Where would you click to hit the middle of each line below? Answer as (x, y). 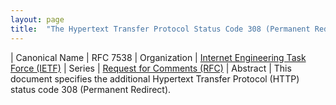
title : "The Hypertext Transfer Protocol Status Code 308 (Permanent (160, 29)
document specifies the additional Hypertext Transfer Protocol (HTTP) (155, 78)
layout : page (37, 19)
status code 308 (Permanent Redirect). (91, 89)
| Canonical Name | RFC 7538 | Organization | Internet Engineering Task (158, 57)
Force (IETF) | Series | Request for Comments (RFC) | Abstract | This (151, 68)
